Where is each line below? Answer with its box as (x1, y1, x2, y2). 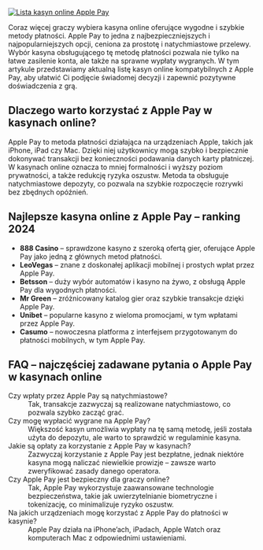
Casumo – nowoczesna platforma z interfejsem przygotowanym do (19, 327, 238, 336)
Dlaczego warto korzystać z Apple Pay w (8, 104, 213, 117)
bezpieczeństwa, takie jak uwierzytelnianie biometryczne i (28, 492, 217, 501)
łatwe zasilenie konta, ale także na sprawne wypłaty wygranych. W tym (8, 56, 239, 65)
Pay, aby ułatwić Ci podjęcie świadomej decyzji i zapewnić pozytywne (8, 73, 236, 82)
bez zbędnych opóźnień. (8, 187, 89, 197)
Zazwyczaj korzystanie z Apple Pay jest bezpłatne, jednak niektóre (28, 449, 244, 460)
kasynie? (8, 516, 37, 526)
